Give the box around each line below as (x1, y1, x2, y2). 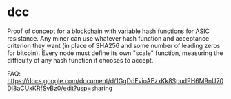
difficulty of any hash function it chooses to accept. (7, 56, 154, 64)
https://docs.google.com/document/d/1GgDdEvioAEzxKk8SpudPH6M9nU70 (7, 76, 224, 85)
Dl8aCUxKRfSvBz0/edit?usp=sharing (7, 84, 113, 92)
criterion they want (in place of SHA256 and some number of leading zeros (7, 41, 221, 49)
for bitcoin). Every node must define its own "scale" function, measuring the (7, 49, 223, 57)
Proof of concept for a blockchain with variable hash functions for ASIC (7, 27, 210, 35)
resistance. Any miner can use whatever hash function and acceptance (7, 34, 210, 42)
